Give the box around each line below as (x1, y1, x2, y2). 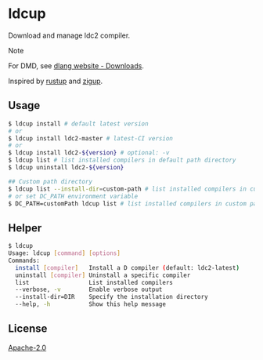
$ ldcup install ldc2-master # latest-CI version (8, 134, 174, 142)
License (8, 322, 48, 336)
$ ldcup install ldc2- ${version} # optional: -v (8, 149, 170, 157)
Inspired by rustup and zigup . (8, 76, 103, 85)
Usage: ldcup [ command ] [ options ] (8, 249, 121, 257)
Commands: (8, 256, 41, 264)
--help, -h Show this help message (15, 300, 167, 308)
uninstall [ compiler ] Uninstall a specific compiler (15, 271, 191, 279)
